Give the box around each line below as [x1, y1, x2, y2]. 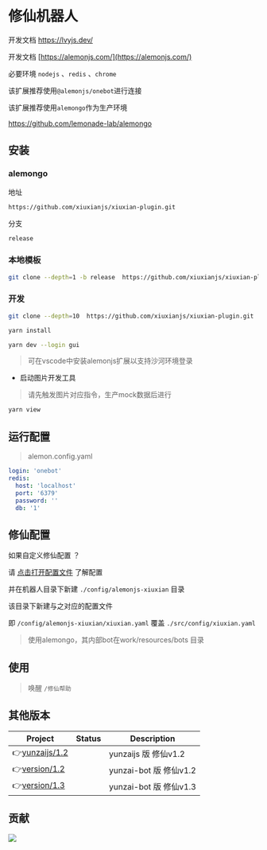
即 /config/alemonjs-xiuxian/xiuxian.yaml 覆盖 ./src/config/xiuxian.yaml [8, 618, 256, 628]
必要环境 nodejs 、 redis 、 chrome [8, 68, 117, 78]
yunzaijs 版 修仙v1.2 [108, 749, 185, 760]
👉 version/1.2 [12, 763, 65, 774]
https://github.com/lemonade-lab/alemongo [8, 119, 153, 128]
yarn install [8, 326, 52, 334]
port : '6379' [15, 489, 59, 497]
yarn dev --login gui [8, 341, 80, 349]
